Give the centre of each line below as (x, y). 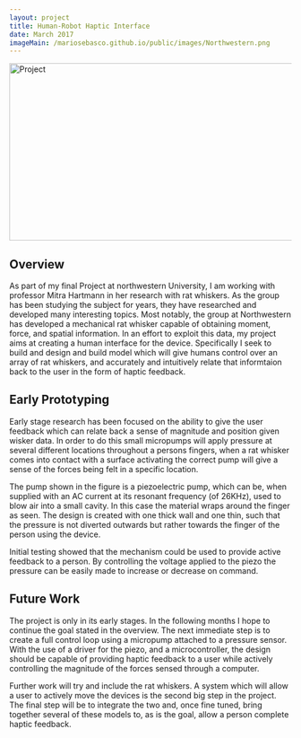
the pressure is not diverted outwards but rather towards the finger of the (145, 524)
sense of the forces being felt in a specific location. (104, 469)
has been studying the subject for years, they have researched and (133, 305)
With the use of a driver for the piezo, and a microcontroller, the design (140, 649)
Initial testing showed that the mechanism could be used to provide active (145, 551)
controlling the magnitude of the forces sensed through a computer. (134, 668)
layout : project (39, 18)
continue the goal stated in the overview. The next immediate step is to (140, 630)
